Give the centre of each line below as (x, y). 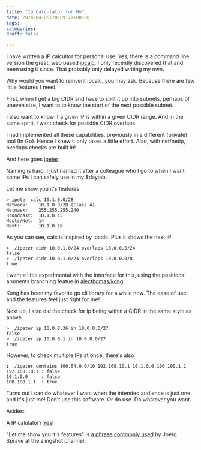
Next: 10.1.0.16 (34, 226)
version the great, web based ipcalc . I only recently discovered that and (95, 63)
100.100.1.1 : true (32, 382)
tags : (13, 23)
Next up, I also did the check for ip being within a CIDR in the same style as (99, 311)
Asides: (16, 411)
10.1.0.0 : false (33, 377)
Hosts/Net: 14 (25, 221)
